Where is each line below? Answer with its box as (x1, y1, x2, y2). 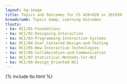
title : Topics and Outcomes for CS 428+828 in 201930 (5, 12, 122, 17)
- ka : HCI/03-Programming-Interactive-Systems (5, 36, 106, 41)
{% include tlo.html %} (5, 73, 53, 79)
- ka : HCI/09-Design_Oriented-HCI (5, 60, 79, 65)
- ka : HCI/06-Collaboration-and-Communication (5, 50, 106, 55)
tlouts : (5, 21, 22, 27)
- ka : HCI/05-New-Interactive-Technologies (5, 45, 99, 50)
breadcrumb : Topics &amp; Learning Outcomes (5, 17, 101, 22)
